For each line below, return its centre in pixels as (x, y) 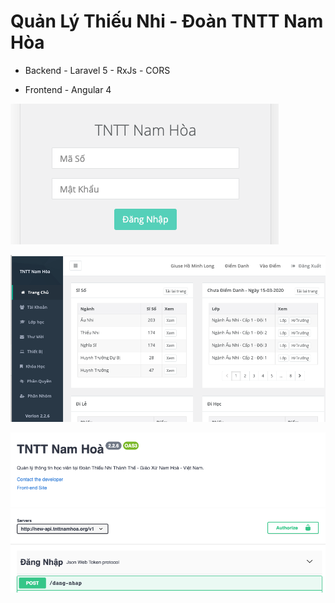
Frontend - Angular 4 (68, 89)
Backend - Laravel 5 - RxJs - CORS (97, 70)
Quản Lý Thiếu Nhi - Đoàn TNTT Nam (167, 21)
